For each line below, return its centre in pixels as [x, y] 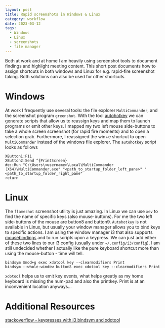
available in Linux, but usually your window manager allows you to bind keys [83, 227]
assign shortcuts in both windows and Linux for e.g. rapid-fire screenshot [80, 71]
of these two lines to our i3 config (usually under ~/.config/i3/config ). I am [82, 243]
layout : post [19, 10]
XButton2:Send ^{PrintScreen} [36, 161]
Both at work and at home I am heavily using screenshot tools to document [81, 60]
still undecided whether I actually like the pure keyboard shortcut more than [82, 248]
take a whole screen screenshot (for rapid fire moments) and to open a [77, 131]
